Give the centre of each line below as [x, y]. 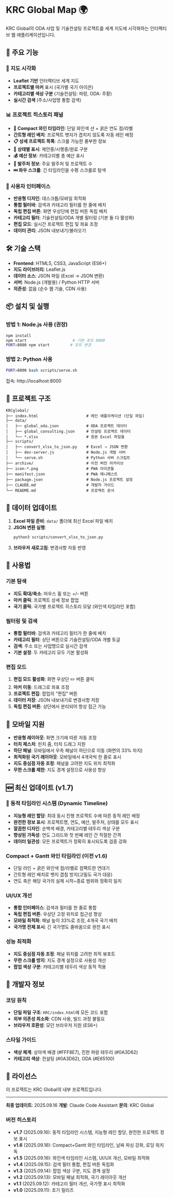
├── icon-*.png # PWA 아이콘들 [60, 469]
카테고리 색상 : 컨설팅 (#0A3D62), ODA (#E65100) [64, 1058]
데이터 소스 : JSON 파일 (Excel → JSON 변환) [59, 276]
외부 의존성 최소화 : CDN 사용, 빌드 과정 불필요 [59, 1019]
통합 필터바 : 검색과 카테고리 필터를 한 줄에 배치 [60, 205]
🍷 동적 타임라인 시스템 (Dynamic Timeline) [57, 804]
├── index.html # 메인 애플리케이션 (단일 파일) [75, 416]
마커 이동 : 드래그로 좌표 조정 [41, 687]
